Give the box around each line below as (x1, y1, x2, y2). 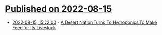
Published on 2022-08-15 (5, 3, 112, 15)
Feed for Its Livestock (12, 24, 56, 30)
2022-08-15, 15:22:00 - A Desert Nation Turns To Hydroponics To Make (12, 19, 157, 25)
